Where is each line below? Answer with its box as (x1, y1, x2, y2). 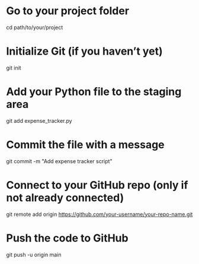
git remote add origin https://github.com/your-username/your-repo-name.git (6, 211, 193, 218)
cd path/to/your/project (6, 24, 63, 31)
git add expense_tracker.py (6, 117, 72, 124)
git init (6, 64, 22, 71)
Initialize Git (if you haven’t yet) (6, 44, 163, 58)
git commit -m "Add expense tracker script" (6, 157, 113, 164)
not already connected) (6, 191, 124, 204)
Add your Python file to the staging (6, 85, 182, 98)
